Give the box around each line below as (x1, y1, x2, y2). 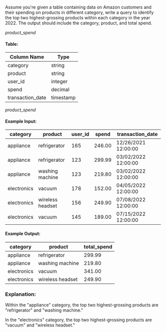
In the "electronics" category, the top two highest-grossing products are (5, 317, 152, 323)
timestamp (51, 94, 76, 101)
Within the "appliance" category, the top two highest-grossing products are (5, 302, 159, 308)
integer (51, 78, 68, 85)
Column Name (9, 54, 44, 61)
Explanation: (5, 290, 36, 297)
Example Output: (5, 231, 41, 236)
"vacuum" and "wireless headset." (5, 322, 75, 328)
